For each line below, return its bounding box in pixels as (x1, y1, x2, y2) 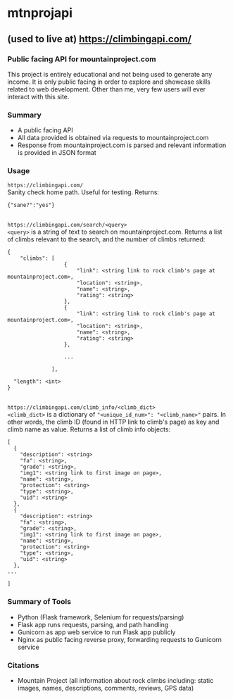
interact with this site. (7, 92, 70, 101)
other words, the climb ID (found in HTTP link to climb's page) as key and (7, 417, 220, 427)
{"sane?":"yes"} (7, 202, 55, 209)
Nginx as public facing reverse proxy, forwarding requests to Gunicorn (17, 635, 222, 643)
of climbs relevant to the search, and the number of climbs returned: (7, 235, 206, 244)
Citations (7, 660, 39, 670)
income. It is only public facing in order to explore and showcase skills (7, 77, 211, 86)
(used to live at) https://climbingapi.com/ (7, 33, 192, 45)
